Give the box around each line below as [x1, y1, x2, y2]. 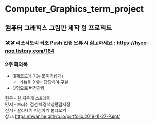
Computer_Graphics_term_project [5, 3, 144, 14]
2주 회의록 [5, 61, 28, 68]
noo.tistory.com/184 [5, 47, 55, 54]
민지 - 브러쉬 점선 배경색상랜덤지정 [5, 101, 70, 107]
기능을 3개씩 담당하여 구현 [19, 79, 69, 85]
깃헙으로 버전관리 [12, 85, 45, 91]
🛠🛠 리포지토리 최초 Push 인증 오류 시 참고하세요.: [5, 40, 116, 46]
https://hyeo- [116, 40, 149, 46]
